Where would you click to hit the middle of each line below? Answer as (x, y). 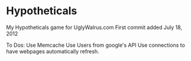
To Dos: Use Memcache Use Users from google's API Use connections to (96, 45)
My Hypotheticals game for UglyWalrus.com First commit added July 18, (94, 27)
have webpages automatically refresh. (53, 51)
